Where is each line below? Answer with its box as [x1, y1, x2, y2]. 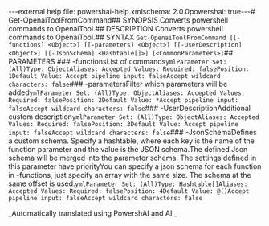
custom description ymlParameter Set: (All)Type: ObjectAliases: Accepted [8, 112, 259, 121]
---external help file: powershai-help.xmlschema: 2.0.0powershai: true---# [8, 7, 255, 16]
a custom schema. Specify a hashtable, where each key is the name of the [8, 136, 255, 146]
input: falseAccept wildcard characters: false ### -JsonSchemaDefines [8, 128, 257, 137]
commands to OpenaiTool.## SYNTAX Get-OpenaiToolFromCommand [8, 32, 226, 42]
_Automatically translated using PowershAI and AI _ [8, 208, 178, 218]
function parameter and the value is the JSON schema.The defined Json [8, 145, 248, 154]
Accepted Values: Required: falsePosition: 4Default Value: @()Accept [8, 187, 250, 195]
